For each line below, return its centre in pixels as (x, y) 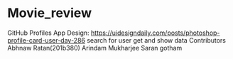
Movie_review (50, 13)
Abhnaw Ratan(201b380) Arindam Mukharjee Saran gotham (95, 48)
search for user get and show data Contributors (156, 40)
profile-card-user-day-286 (46, 40)
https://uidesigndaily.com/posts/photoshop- (156, 33)
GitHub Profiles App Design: (49, 33)
